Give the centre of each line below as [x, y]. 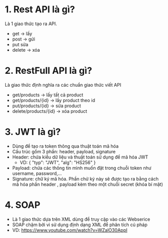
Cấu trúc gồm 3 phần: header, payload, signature [64, 151]
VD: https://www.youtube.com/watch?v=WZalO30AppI [70, 230]
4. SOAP [22, 205]
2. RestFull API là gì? [49, 71]
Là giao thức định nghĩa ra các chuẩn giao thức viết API [63, 85]
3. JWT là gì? [33, 132]
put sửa [20, 44]
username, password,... [37, 173]
